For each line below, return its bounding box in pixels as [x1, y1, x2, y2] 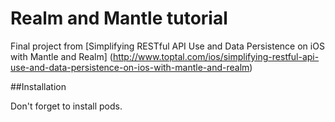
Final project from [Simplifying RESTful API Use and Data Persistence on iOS [10, 40, 325, 52]
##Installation [10, 80, 67, 92]
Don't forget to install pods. [10, 100, 123, 112]
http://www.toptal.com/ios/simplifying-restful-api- [112, 50, 320, 62]
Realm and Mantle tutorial [10, 7, 228, 30]
